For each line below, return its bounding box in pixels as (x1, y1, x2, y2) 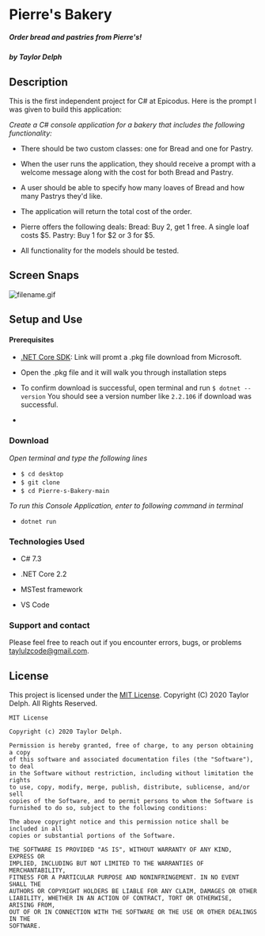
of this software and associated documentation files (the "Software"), (9, 755, 254, 764)
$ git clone (20, 478, 60, 487)
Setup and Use (9, 313, 83, 327)
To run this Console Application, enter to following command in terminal (9, 501, 244, 510)
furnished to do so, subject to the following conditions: (9, 804, 208, 812)
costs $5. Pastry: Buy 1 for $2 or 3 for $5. (20, 230, 155, 239)
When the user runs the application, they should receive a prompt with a (20, 159, 256, 168)
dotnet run (20, 518, 57, 525)
